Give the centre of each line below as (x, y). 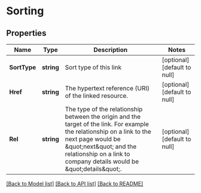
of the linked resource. (97, 96)
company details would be (102, 161)
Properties (26, 33)
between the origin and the (103, 117)
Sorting (25, 11)
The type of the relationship (104, 109)
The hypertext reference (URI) (107, 88)
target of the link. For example (107, 124)
